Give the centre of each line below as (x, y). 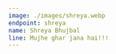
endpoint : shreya (37, 23)
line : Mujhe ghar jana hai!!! (59, 38)
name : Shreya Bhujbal (44, 30)
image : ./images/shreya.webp (57, 15)
